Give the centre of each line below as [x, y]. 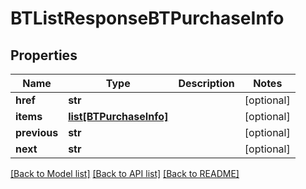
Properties [44, 55]
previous [37, 132]
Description [206, 83]
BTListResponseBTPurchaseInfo [147, 18]
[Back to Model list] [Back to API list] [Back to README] [125, 173]
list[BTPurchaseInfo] [118, 116]
